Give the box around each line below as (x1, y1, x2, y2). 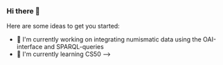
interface (16, 43, 43, 51)
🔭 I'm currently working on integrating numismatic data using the (16, 35, 202, 44)
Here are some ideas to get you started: (6, 22, 121, 30)
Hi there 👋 (6, 6, 41, 16)
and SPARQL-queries (44, 43, 105, 51)
